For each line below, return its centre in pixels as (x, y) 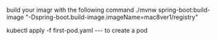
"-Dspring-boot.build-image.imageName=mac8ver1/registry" (112, 17)
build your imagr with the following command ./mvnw (82, 10)
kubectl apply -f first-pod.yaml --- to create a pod (77, 30)
